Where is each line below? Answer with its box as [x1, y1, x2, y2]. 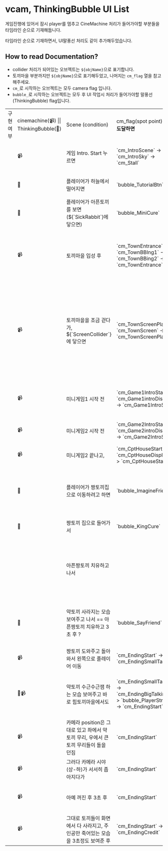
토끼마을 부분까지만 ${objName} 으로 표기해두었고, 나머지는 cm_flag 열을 [12, 73, 152, 79]
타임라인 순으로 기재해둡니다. [5, 27, 61, 33]
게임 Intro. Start [66, 149, 102, 156]
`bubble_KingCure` [116, 523, 161, 530]
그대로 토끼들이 [66, 814, 100, 821]
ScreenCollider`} [73, 330, 111, 337]
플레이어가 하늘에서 [66, 178, 109, 185]
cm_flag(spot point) [116, 118, 162, 125]
